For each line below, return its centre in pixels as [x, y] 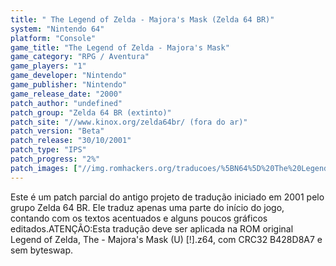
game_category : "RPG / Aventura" [80, 57]
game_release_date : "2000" [66, 94]
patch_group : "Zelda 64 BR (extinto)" [91, 112]
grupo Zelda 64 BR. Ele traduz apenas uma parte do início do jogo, [147, 207]
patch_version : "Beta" [57, 131]
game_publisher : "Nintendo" [69, 85]
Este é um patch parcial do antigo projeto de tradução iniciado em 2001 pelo [167, 197]
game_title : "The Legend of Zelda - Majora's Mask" [120, 47]
